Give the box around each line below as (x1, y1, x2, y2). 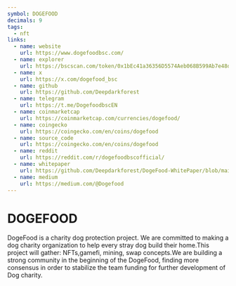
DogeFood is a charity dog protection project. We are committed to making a (7, 233, 229, 242)
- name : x (13, 69, 42, 76)
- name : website (13, 43, 61, 50)
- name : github (13, 82, 58, 89)
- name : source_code (13, 134, 74, 141)
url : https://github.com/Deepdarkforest (20, 89, 140, 96)
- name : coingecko (13, 121, 68, 129)
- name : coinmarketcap (13, 108, 80, 115)
